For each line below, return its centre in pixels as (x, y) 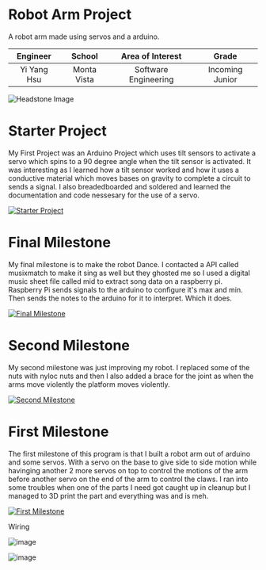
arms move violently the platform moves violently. (89, 384)
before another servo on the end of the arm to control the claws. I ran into (128, 479)
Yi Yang (34, 69)
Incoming (225, 69)
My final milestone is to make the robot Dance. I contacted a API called (123, 264)
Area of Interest (152, 55)
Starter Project (57, 131)
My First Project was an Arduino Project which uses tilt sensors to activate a (132, 153)
